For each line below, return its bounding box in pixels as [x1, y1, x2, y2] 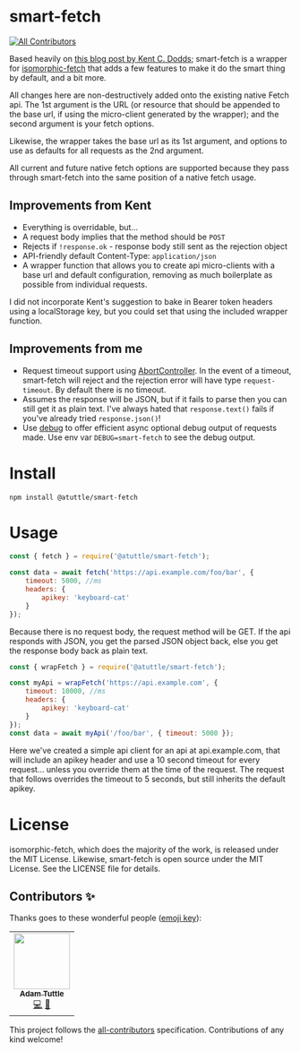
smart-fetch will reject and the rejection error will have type [21, 375, 242, 385]
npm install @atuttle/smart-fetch [9, 493, 139, 502]
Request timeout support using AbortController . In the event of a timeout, [21, 365, 292, 375]
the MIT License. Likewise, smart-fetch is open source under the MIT [9, 853, 264, 864]
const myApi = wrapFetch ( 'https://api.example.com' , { [9, 678, 219, 687]
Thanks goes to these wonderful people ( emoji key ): [9, 912, 202, 924]
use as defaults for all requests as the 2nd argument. [9, 145, 204, 156]
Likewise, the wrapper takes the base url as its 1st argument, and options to [9, 135, 287, 146]
